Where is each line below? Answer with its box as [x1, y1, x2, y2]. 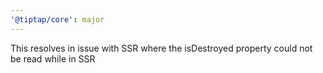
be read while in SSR [10, 52, 96, 65]
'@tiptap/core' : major [10, 14, 105, 25]
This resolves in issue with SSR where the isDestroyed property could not [10, 42, 313, 54]
